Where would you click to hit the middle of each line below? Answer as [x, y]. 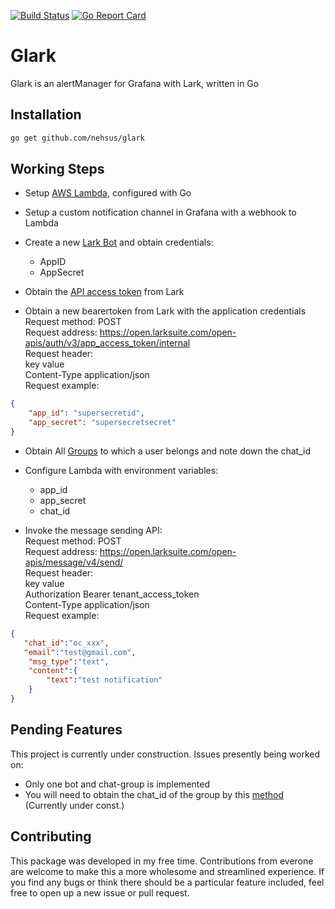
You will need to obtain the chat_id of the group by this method [154, 794]
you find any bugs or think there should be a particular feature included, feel [167, 882]
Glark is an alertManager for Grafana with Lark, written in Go [135, 83]
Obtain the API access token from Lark [104, 292]
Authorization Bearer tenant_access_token [112, 594]
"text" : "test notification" [104, 680]
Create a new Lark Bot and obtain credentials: [119, 242]
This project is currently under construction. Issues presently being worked [165, 754]
